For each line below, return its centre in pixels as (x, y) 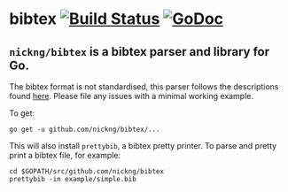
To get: (22, 113)
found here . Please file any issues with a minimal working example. (132, 96)
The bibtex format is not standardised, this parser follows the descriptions (144, 87)
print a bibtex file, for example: (65, 155)
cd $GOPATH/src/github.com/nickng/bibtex (87, 172)
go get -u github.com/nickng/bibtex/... (85, 129)
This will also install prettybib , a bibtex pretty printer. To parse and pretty (143, 146)
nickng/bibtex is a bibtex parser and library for (140, 52)
